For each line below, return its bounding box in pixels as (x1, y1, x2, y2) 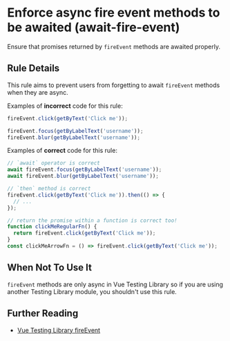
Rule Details (7, 62, 60, 74)
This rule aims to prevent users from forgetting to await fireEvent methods (7, 81, 220, 89)
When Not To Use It (7, 261, 92, 274)
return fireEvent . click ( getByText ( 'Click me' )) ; (13, 230, 156, 237)
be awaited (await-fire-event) (7, 19, 180, 35)
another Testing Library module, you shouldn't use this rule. (7, 287, 178, 295)
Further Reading (7, 308, 79, 320)
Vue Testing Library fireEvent (17, 326, 101, 334)
